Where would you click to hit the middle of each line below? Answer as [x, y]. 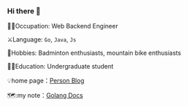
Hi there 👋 [24, 11]
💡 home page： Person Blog [46, 81]
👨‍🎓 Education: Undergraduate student [60, 67]
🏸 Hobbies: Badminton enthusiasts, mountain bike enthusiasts [94, 53]
